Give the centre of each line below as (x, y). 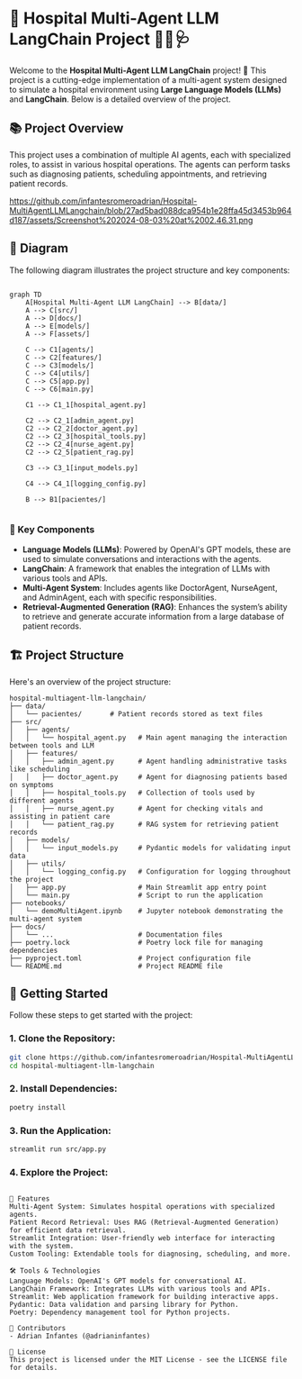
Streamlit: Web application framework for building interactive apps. (144, 1297)
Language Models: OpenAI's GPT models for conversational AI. (128, 1281)
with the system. (42, 1247)
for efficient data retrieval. (68, 1230)
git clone (28, 1057)
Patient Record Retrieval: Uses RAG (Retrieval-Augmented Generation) (144, 1223)
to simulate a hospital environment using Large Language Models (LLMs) (145, 89)
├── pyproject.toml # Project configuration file (130, 958)
